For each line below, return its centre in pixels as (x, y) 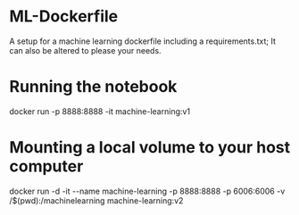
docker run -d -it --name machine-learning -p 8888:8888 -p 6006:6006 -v (147, 191)
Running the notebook (93, 87)
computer (46, 166)
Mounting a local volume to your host (150, 148)
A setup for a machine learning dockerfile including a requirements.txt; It (143, 41)
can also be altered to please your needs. (86, 50)
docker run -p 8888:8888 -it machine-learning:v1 (100, 111)
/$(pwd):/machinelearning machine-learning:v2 (96, 200)
